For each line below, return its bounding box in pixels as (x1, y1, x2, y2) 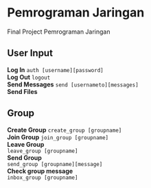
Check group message (7, 167, 73, 175)
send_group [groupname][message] (7, 161, 103, 167)
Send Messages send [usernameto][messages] (7, 80, 139, 89)
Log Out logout (7, 73, 51, 81)
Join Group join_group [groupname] (7, 132, 109, 141)
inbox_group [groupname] (7, 174, 78, 181)
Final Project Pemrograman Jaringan (7, 27, 111, 36)
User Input (7, 47, 54, 59)
